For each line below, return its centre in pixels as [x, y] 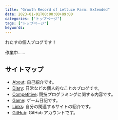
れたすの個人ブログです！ [31, 42]
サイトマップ [24, 70]
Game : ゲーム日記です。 [36, 100]
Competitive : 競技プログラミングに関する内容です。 [64, 94]
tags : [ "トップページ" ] [27, 23]
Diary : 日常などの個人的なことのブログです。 [57, 88]
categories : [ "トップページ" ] [33, 19]
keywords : [15, 28]
